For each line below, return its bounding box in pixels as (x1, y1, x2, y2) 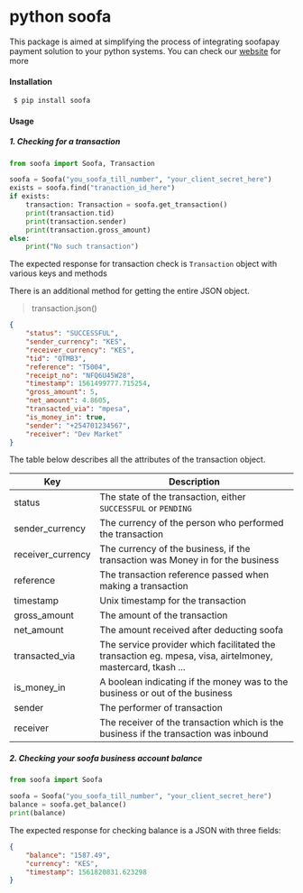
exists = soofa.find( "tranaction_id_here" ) (9, 183, 176, 193)
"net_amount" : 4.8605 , (25, 396, 111, 405)
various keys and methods (9, 268, 108, 279)
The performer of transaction (99, 702, 224, 714)
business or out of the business (99, 687, 233, 700)
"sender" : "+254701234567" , (25, 421, 131, 430)
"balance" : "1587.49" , (25, 851, 111, 860)
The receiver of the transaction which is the (99, 716, 284, 729)
